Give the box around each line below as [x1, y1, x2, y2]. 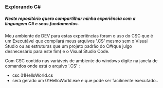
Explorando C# [5, 3, 41, 10]
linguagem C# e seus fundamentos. [5, 20, 79, 26]
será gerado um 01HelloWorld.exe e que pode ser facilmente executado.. [12, 77, 158, 83]
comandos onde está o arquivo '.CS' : [5, 63, 80, 69]
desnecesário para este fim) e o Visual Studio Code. [5, 48, 109, 54]
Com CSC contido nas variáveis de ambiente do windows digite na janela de [5, 57, 158, 64]
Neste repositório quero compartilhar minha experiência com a [5, 16, 136, 21]
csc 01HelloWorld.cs [12, 72, 54, 78]
